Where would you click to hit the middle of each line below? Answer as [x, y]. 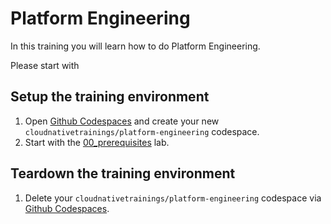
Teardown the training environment [123, 173]
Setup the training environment [110, 97]
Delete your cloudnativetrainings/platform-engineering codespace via [173, 198]
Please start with [45, 65]
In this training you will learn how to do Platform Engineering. [135, 46]
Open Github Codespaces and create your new [122, 121]
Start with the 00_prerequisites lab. [97, 142]
